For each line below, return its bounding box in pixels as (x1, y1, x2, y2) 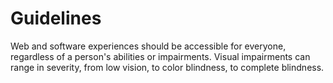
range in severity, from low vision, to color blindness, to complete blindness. (10, 61, 325, 73)
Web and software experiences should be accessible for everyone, (10, 40, 287, 52)
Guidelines (10, 7, 102, 30)
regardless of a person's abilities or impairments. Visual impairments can (10, 50, 311, 62)
